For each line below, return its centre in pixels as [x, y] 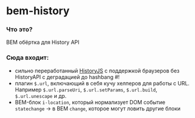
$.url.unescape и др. [41, 95]
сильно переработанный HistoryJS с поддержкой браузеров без [97, 71]
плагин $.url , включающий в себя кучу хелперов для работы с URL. [102, 83]
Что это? [19, 30]
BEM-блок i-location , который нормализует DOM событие [90, 102]
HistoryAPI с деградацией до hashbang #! [67, 77]
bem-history [38, 11]
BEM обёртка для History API [43, 42]
